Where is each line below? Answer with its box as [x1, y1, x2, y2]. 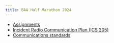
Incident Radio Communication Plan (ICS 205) [12, 26, 109, 33]
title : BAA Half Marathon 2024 [5, 7, 72, 13]
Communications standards [12, 32, 71, 38]
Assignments [12, 21, 41, 27]
